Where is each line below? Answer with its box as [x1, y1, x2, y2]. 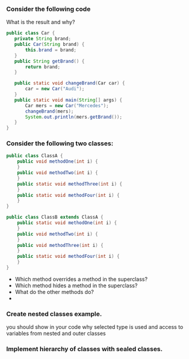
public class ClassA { [6, 153, 63, 159]
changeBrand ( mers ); [25, 108, 74, 114]
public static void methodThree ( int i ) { [17, 181, 122, 187]
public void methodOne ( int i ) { [17, 158, 98, 164]
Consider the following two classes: [6, 139, 114, 148]
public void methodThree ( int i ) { [17, 242, 104, 248]
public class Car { [6, 30, 55, 36]
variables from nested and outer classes [6, 330, 107, 337]
